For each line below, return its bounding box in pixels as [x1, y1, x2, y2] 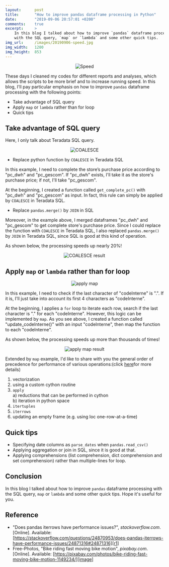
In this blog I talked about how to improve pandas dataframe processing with [5, 486, 162, 492]
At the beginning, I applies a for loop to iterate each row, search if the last [5, 305, 158, 312]
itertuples [12, 404, 36, 409]
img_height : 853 [5, 49, 42, 54]
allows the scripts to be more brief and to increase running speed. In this [5, 78, 156, 84]
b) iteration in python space [12, 398, 70, 404]
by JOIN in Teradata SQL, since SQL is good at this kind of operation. [5, 233, 147, 239]
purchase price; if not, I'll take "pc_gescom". [5, 177, 97, 183]
